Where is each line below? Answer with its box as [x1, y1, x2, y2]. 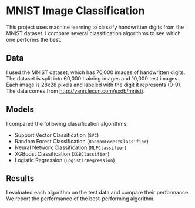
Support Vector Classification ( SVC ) [14, 131, 99, 139]
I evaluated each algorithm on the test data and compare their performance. [6, 189, 190, 196]
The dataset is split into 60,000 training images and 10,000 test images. [6, 75, 179, 82]
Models [6, 105, 34, 115]
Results [6, 173, 35, 183]
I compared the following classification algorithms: [6, 120, 128, 127]
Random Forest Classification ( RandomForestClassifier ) [14, 137, 149, 145]
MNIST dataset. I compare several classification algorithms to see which [6, 29, 181, 36]
